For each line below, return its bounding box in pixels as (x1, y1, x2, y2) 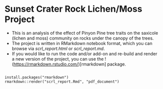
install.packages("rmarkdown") (4, 75, 69, 80)
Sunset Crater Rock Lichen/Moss (4, 3, 142, 15)
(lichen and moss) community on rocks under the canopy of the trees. (11, 35, 154, 41)
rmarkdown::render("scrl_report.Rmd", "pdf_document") (4, 79, 120, 84)
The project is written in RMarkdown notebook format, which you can (11, 40, 153, 46)
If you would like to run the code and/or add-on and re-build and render (11, 50, 158, 57)
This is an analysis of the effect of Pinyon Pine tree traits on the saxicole (11, 30, 159, 36)
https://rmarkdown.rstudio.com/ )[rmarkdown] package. (13, 61, 127, 67)
